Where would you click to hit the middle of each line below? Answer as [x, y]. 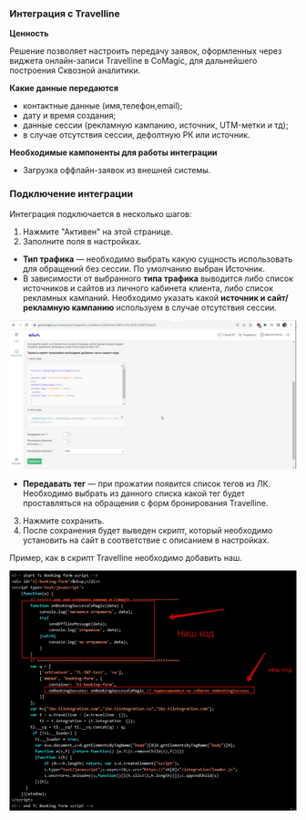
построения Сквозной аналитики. [75, 70]
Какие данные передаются [64, 88]
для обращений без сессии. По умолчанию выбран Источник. [144, 268]
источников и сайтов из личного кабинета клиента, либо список [148, 288]
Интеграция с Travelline [65, 14]
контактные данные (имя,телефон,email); [102, 106]
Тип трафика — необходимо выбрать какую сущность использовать [158, 259]
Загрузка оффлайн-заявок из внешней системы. [117, 171]
